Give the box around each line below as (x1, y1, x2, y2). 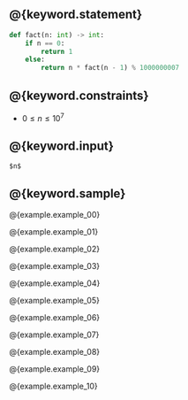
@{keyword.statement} (9, 7, 143, 22)
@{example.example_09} (9, 364, 101, 374)
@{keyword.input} (9, 139, 115, 154)
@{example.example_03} (9, 261, 101, 272)
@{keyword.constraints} (9, 88, 149, 103)
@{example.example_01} (9, 227, 99, 237)
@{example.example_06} (9, 312, 101, 323)
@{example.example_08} (9, 347, 101, 358)
